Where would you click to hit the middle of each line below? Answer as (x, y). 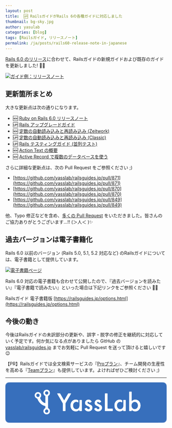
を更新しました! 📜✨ (25, 65)
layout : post (19, 11)
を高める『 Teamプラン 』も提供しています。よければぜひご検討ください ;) (82, 370)
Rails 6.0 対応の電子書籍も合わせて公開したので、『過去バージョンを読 (79, 281)
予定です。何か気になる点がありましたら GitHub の (68, 341)
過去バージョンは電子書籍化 (49, 240)
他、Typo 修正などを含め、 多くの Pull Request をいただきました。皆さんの (84, 216)
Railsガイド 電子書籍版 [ (30, 298)
